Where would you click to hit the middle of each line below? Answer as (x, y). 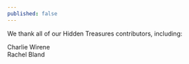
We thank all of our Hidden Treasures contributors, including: (95, 33)
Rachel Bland (26, 54)
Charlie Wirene (29, 47)
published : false (32, 14)
